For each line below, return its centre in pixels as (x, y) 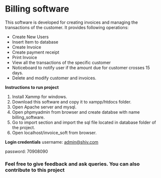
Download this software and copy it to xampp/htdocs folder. (72, 102)
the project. (23, 127)
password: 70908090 (27, 151)
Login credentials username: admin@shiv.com (52, 142)
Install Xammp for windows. (40, 96)
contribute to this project (35, 170)
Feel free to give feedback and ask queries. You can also (73, 164)
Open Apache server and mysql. (44, 107)
